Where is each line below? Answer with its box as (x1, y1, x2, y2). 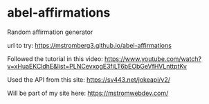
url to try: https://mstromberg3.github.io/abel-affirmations (7, 41, 172, 49)
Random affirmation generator (7, 28, 93, 36)
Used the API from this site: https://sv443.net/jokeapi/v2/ (7, 75, 171, 84)
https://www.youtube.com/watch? (104, 54, 202, 63)
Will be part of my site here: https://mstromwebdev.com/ (7, 89, 169, 97)
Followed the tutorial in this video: (7, 54, 104, 63)
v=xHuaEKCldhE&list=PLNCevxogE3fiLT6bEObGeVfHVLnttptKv (7, 62, 187, 70)
